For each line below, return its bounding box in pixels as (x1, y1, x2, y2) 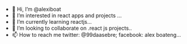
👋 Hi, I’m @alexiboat (11, 6, 61, 12)
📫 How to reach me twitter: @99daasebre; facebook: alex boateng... (11, 32, 182, 38)
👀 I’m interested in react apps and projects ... (11, 12, 122, 19)
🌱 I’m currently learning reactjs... (11, 18, 92, 25)
